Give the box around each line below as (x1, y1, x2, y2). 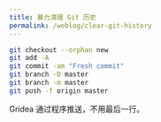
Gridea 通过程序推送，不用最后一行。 (9, 103, 144, 114)
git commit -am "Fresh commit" (9, 62, 125, 71)
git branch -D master (9, 70, 89, 80)
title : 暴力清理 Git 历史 (9, 12, 97, 22)
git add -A (9, 54, 50, 63)
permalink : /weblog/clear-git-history (9, 21, 152, 30)
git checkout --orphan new (9, 45, 109, 54)
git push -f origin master (9, 86, 109, 95)
